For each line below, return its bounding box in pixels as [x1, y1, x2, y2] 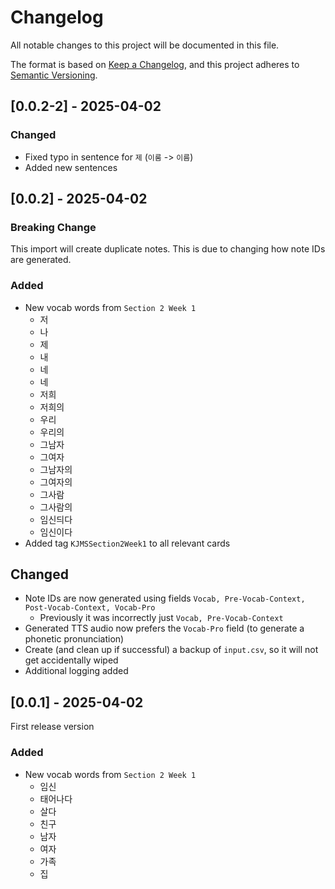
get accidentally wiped [24, 654, 119, 666]
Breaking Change [10, 220, 97, 234]
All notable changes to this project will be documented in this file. [10, 39, 280, 51]
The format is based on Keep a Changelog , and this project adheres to [10, 58, 300, 70]
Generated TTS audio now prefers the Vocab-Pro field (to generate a [24, 622, 305, 635]
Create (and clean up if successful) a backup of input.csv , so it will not [24, 644, 319, 656]
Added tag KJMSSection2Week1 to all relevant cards [24, 537, 231, 549]
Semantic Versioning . [10, 69, 98, 81]
